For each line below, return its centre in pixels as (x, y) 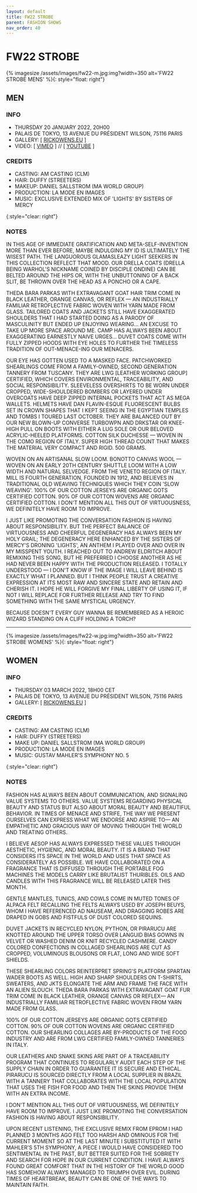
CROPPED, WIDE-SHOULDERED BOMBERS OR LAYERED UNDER (84, 392)
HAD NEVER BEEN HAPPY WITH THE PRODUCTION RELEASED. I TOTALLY (97, 564)
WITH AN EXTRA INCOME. (38, 1093)
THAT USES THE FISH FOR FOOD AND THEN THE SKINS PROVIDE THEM (95, 1087)
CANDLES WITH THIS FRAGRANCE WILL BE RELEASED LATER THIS (88, 881)
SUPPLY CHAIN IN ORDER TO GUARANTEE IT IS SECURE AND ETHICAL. (94, 1069)
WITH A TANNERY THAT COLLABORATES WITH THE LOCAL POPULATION (96, 1081)
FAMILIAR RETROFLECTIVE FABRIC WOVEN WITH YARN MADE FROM (91, 306)
